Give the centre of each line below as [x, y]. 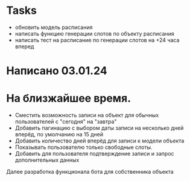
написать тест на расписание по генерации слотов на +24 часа [97, 40]
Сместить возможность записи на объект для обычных [87, 115]
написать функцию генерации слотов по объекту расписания [95, 33]
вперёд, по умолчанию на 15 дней [59, 135]
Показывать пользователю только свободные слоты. [84, 147]
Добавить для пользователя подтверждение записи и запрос [94, 154]
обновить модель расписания [54, 27]
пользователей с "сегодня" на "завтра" [66, 122]
